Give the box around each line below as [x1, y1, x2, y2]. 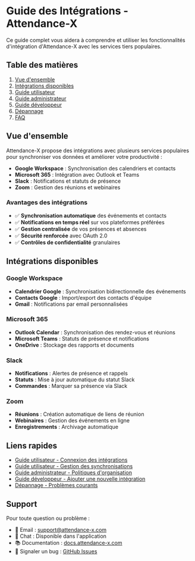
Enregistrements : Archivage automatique [14, 424, 119, 431]
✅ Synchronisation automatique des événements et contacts [14, 212, 167, 219]
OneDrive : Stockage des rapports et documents [14, 341, 135, 349]
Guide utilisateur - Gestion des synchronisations [14, 463, 133, 470]
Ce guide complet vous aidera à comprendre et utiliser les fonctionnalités [6, 36, 185, 43]
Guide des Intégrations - [6, 4, 129, 18]
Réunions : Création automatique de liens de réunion [14, 410, 144, 418]
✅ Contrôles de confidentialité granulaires [14, 239, 121, 246]
